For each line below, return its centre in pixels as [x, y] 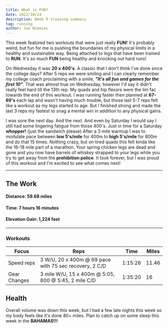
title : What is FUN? [27, 10]
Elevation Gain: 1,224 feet [33, 219]
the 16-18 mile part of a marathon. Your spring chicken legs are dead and [81, 147]
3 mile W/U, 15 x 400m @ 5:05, [78, 274]
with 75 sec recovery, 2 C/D [73, 266]
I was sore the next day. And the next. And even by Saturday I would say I [81, 121]
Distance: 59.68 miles [29, 196]
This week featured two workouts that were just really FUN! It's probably [80, 43]
